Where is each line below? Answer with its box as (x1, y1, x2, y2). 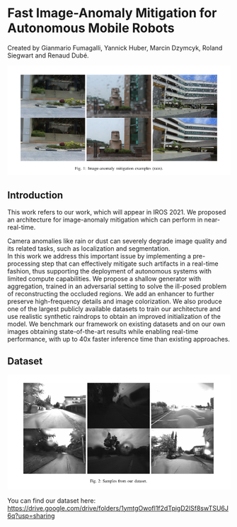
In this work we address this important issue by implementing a (7, 251, 192, 260)
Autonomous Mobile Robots (7, 20, 175, 36)
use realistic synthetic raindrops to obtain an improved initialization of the (7, 312, 221, 320)
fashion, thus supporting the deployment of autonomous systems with (7, 266, 212, 275)
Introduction (7, 189, 64, 201)
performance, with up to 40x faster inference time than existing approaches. (7, 335, 230, 343)
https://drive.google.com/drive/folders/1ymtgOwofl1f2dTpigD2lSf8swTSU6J (7, 504, 229, 512)
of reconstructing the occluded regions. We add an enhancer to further (7, 289, 214, 298)
